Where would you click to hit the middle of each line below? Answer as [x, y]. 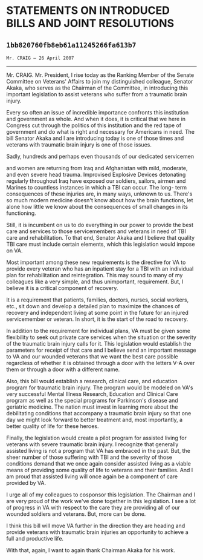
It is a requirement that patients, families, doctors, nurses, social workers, [98, 300]
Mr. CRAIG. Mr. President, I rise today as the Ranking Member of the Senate [100, 75]
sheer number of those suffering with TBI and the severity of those [89, 457]
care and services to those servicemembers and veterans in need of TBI [96, 231]
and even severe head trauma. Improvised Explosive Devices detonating [96, 174]
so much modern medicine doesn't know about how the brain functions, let [100, 200]
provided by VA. [26, 483]
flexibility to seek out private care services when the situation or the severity [101, 337]
